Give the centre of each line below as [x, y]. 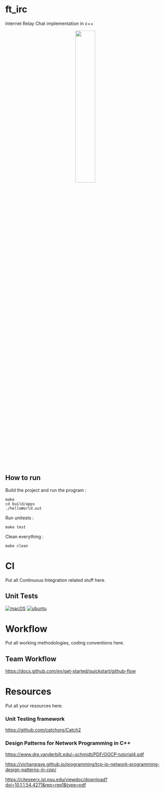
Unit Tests [22, 596]
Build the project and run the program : [46, 490]
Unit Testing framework [35, 719]
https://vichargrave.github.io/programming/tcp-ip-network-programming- [82, 764]
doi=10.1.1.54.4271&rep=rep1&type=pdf [46, 785]
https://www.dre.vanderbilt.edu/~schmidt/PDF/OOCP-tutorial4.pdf [75, 754]
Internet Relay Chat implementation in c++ [49, 23]
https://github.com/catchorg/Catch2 [43, 730]
